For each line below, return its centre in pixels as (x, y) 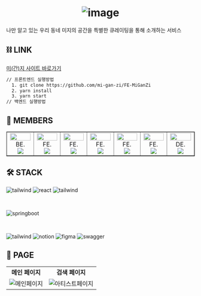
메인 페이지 (26, 272)
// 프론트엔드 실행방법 (30, 80)
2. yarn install (32, 91)
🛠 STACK (25, 173)
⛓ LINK (19, 50)
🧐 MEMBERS (30, 120)
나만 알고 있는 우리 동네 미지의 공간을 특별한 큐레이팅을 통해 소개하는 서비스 (94, 30)
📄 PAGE (20, 255)
